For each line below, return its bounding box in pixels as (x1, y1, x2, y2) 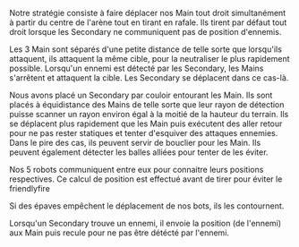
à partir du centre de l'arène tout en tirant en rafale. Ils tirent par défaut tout (9, 17, 287, 28)
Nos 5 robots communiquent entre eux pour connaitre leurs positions (9, 165, 264, 175)
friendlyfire (9, 183, 51, 193)
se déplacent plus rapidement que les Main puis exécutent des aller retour (9, 118, 283, 129)
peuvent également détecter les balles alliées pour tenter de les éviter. (9, 147, 269, 158)
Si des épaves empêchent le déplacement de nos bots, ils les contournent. (9, 200, 285, 211)
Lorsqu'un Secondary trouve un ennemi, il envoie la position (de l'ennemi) (9, 218, 282, 228)
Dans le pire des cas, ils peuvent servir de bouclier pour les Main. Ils (9, 138, 261, 148)
